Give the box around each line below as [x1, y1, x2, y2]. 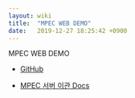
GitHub [19, 64, 44, 74]
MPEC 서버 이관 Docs [19, 81, 90, 91]
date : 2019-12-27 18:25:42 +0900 [8, 27, 128, 35]
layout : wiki [8, 11, 52, 20]
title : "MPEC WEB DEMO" [8, 19, 92, 27]
